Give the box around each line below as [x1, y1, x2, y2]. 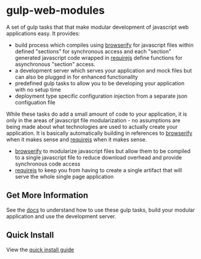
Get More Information [6, 190, 89, 201]
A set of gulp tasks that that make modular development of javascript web [6, 23, 189, 31]
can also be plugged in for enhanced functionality [14, 73, 138, 80]
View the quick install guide [6, 246, 74, 253]
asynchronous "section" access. [14, 61, 96, 68]
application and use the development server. [6, 212, 116, 219]
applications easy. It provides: [6, 29, 80, 37]
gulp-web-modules [6, 4, 105, 17]
